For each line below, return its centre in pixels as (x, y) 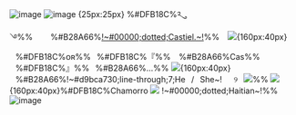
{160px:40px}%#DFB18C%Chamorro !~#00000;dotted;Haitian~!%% (144, 91)
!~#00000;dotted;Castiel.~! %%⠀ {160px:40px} (194, 37)
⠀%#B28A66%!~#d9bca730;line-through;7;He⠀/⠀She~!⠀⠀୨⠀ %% (139, 79)
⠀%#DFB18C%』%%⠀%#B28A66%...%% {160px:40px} (120, 68)
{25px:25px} (101, 14)
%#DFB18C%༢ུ (154, 14)
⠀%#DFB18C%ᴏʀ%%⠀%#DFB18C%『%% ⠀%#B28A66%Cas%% (135, 57)
